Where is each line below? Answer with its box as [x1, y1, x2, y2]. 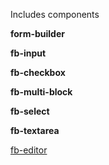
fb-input [10, 47, 47, 59]
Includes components [10, 9, 100, 20]
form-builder [10, 28, 65, 39]
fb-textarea [10, 125, 60, 136]
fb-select [10, 105, 50, 117]
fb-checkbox [10, 67, 66, 78]
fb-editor [10, 144, 48, 156]
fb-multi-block [10, 86, 73, 98]
